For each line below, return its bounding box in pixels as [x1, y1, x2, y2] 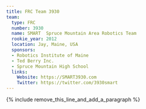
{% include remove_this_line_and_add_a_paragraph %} [6, 96, 141, 103]
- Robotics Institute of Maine [11, 52, 89, 58]
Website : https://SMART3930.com [17, 74, 97, 80]
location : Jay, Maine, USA [11, 42, 78, 48]
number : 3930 [11, 25, 44, 31]
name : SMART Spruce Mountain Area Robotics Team [11, 31, 137, 37]
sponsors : [11, 47, 36, 53]
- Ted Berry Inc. [11, 58, 55, 64]
